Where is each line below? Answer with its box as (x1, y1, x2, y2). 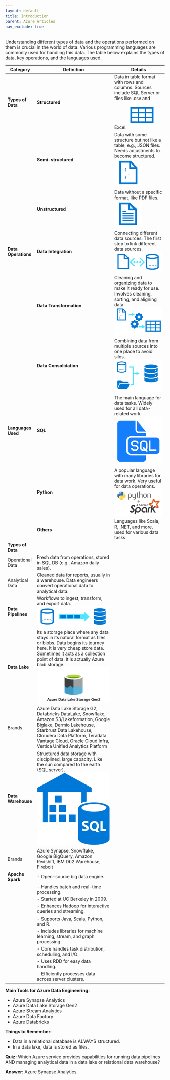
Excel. (114, 124, 127, 130)
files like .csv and (114, 95, 150, 101)
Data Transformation (37, 303, 82, 309)
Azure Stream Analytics (12, 1008, 62, 1014)
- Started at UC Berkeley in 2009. (37, 896, 108, 902)
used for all (114, 405, 138, 411)
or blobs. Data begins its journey (37, 640, 105, 646)
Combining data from (114, 338, 158, 344)
